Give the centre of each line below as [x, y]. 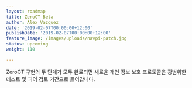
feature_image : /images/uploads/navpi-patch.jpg [66, 38]
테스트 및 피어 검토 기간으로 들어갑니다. [51, 79]
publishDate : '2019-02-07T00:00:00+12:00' [59, 33]
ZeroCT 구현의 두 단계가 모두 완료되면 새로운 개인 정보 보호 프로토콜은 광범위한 [96, 72]
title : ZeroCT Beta [30, 17]
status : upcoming [27, 44]
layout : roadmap [26, 11]
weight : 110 [20, 50]
